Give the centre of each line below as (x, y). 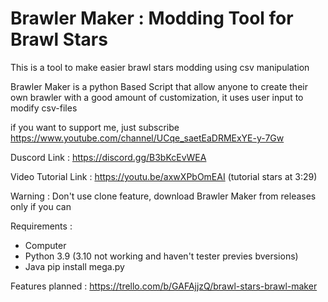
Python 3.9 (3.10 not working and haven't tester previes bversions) (161, 256)
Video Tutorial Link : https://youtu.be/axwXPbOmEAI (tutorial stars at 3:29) (164, 176)
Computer (45, 245)
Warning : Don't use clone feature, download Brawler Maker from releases (163, 196)
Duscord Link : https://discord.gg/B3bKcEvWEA (108, 157)
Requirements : (41, 226)
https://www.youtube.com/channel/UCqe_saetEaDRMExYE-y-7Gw (147, 138)
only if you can (41, 206)
